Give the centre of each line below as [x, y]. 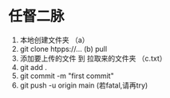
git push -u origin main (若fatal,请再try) [84, 85]
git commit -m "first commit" [67, 76]
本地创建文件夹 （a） [54, 40]
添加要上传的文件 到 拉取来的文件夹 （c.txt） [93, 58]
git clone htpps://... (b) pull [63, 49]
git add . [34, 67]
